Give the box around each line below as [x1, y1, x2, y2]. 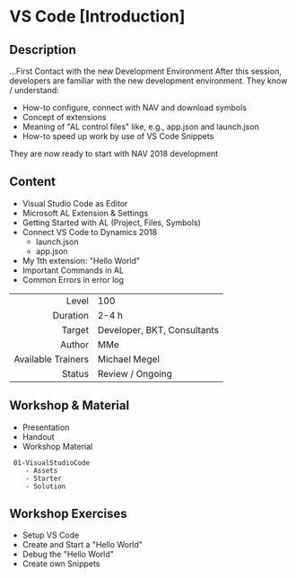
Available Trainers [13, 353, 90, 365]
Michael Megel [97, 353, 160, 365]
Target [61, 323, 90, 336]
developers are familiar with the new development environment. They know [9, 75, 288, 86]
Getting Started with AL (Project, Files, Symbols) [22, 217, 202, 228]
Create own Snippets [22, 558, 100, 569]
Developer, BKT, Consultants [97, 323, 220, 336]
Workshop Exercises [9, 506, 127, 521]
